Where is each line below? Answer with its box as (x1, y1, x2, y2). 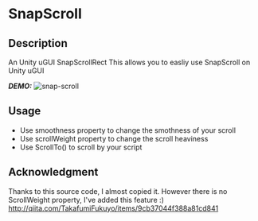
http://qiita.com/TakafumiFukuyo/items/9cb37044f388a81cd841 (8, 204, 219, 213)
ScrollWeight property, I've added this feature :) (8, 195, 165, 204)
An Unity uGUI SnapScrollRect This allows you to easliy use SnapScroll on (8, 57, 251, 67)
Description (8, 37, 68, 50)
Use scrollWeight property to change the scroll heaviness (19, 134, 209, 143)
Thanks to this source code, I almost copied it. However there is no (8, 186, 228, 196)
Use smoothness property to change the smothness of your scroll (19, 125, 236, 135)
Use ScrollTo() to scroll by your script (19, 142, 143, 152)
